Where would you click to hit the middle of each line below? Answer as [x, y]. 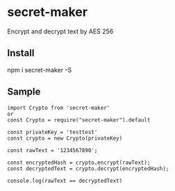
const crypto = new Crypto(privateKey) [65, 138]
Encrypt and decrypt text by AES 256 [60, 31]
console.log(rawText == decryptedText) [65, 181]
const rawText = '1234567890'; [52, 150]
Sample [24, 92]
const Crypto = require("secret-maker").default [79, 120]
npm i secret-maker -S [40, 69]
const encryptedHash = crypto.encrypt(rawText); [79, 163]
